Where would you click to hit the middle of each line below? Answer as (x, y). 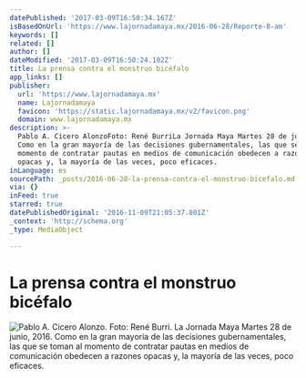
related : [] (32, 43)
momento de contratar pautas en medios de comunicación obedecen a (148, 153)
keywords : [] (34, 35)
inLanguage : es (38, 170)
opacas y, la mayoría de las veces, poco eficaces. (118, 162)
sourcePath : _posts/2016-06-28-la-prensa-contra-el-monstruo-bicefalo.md (153, 179)
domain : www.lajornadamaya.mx (75, 119)
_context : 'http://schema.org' (69, 221)
